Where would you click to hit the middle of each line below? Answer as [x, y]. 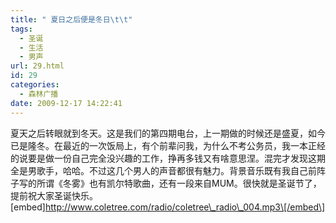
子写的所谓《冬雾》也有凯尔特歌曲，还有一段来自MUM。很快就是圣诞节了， [166, 183]
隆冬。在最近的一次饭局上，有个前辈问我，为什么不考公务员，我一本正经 [176, 145]
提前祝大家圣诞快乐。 [54, 195]
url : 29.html [37, 66]
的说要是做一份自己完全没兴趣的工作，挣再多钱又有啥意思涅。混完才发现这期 [168, 158]
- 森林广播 [39, 94]
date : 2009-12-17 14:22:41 [66, 103]
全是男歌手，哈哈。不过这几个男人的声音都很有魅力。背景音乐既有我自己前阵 [168, 170]
